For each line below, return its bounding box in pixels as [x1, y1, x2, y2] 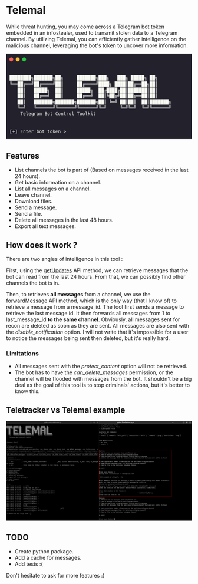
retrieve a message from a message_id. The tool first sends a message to [6, 303, 184, 311]
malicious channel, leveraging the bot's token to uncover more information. [6, 42, 189, 49]
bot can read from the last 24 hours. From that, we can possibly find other [6, 273, 186, 281]
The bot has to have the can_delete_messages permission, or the [14, 369, 174, 376]
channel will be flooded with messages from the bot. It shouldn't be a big [14, 375, 192, 382]
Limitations [6, 349, 39, 357]
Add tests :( [14, 560, 43, 567]
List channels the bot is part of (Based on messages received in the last [14, 166, 189, 174]
